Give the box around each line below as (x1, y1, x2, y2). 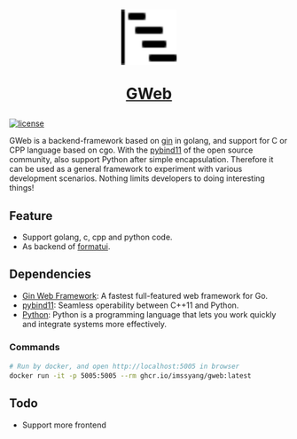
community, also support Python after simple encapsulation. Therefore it (9, 154, 274, 165)
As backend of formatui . (21, 241, 111, 252)
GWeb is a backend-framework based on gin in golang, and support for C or (9, 136, 288, 146)
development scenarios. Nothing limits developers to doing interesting (9, 173, 266, 184)
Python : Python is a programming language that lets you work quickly (21, 309, 277, 319)
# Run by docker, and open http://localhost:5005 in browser (9, 362, 240, 372)
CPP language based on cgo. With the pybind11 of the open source (9, 145, 254, 155)
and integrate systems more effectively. (21, 318, 167, 329)
